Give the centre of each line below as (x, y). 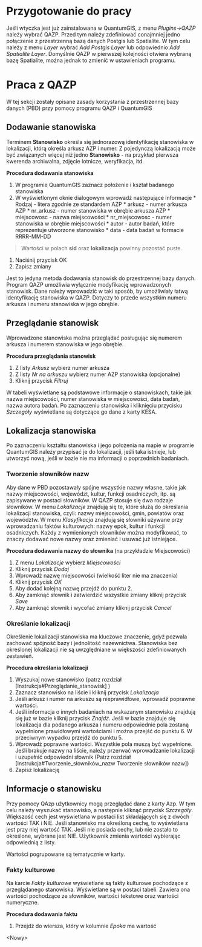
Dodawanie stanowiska (51, 127)
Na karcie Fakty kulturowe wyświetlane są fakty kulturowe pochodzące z (97, 883)
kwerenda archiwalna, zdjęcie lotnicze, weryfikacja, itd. (75, 161)
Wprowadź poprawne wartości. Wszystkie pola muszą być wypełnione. (104, 744)
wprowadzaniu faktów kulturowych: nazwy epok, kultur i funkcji (86, 526)
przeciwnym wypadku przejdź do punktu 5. (69, 737)
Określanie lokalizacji (38, 623)
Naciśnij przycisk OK (41, 260)
